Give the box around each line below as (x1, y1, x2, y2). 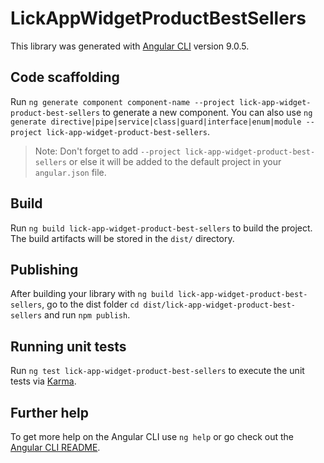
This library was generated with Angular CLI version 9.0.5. (10, 40, 250, 52)
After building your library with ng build (10, 288, 174, 300)
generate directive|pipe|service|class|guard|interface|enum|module (10, 117, 302, 127)
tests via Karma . (10, 375, 77, 387)
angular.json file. (34, 166, 107, 178)
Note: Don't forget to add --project (34, 145, 182, 157)
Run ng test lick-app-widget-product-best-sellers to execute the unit (10, 365, 305, 377)
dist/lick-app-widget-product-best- (143, 300, 296, 311)
